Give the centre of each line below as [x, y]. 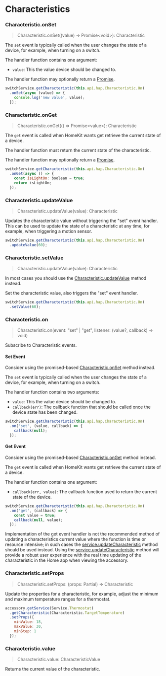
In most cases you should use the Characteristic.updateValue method [76, 278]
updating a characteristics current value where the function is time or [76, 539]
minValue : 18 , [28, 622]
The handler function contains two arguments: [52, 392]
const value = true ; [35, 515]
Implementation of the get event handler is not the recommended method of [83, 534]
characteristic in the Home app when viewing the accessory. [67, 560]
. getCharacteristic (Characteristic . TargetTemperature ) [67, 613]
